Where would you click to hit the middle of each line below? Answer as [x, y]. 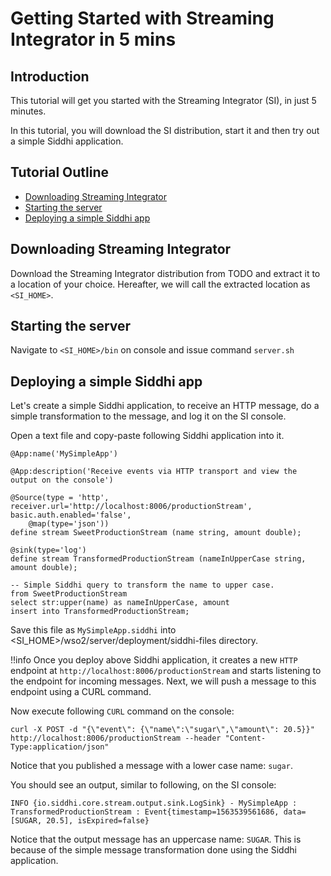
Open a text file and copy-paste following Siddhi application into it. [147, 436]
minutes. [28, 111]
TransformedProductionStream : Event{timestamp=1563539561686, [145, 812]
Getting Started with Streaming [142, 18]
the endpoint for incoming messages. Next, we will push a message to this [163, 681]
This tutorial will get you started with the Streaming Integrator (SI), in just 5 [163, 100]
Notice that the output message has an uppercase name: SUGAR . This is [156, 839]
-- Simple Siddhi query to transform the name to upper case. [142, 585]
